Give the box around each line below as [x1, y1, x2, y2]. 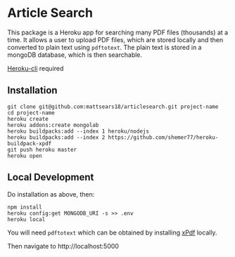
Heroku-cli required [7, 64, 64, 72]
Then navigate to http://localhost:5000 [7, 242, 120, 250]
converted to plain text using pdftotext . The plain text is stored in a [7, 43, 202, 51]
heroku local [7, 216, 46, 223]
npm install [7, 204, 42, 211]
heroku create [7, 115, 49, 122]
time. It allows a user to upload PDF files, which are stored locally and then [7, 35, 224, 44]
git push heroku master [7, 146, 77, 153]
